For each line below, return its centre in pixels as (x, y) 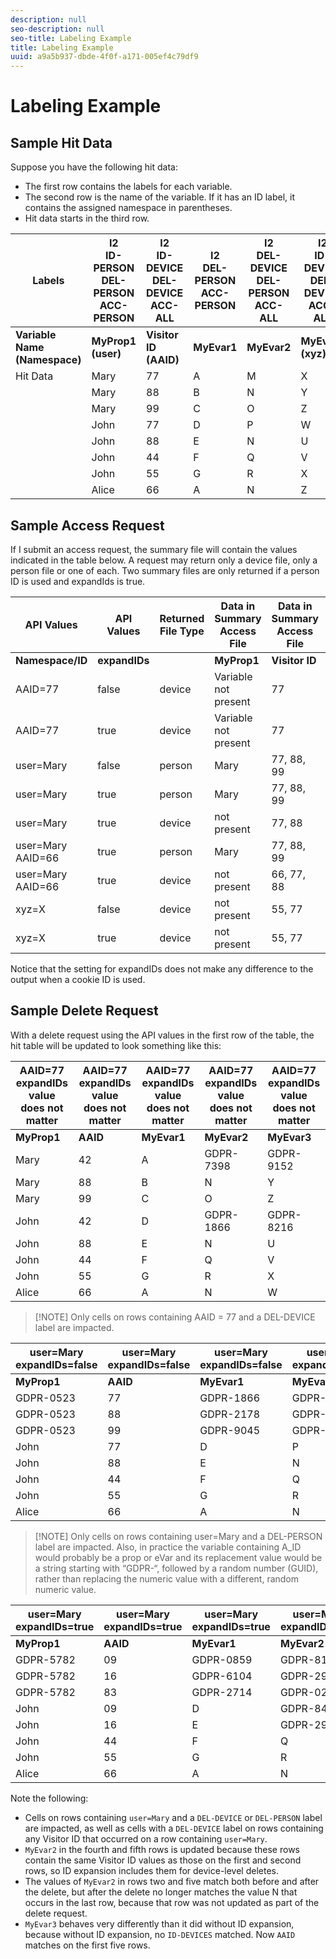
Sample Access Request (87, 525)
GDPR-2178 (230, 1414)
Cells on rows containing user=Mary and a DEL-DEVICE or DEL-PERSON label (173, 1817)
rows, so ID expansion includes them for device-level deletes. (152, 1870)
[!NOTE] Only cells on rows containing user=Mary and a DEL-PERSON (178, 1536)
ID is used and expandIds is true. (78, 581)
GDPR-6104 (222, 1676)
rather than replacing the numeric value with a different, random (167, 1578)
